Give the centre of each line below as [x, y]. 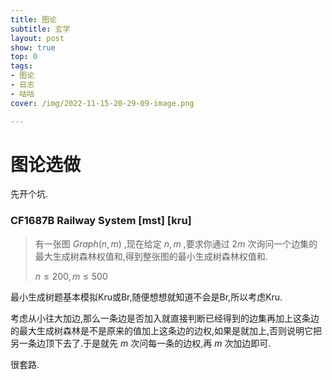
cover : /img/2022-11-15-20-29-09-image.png [102, 103]
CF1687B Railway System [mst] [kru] [101, 221]
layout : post [37, 38]
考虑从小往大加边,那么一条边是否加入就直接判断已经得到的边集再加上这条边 [165, 318]
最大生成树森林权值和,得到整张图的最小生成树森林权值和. [151, 256]
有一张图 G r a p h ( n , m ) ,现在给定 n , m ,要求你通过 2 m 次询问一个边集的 [176, 243]
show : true [33, 47]
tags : [21, 66]
